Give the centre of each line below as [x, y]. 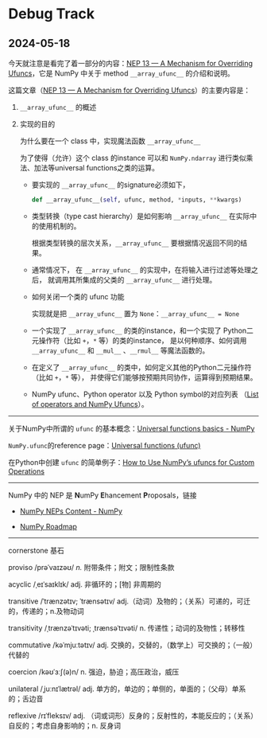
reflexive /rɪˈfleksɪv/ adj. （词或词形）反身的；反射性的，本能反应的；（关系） [133, 715]
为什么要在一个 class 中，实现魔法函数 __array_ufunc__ [110, 141]
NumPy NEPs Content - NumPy [71, 511]
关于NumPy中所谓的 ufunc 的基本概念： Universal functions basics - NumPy [132, 428]
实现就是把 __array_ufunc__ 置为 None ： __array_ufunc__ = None [135, 313]
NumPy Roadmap [48, 526]
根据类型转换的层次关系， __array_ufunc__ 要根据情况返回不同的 [136, 243]
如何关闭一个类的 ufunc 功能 [78, 296]
